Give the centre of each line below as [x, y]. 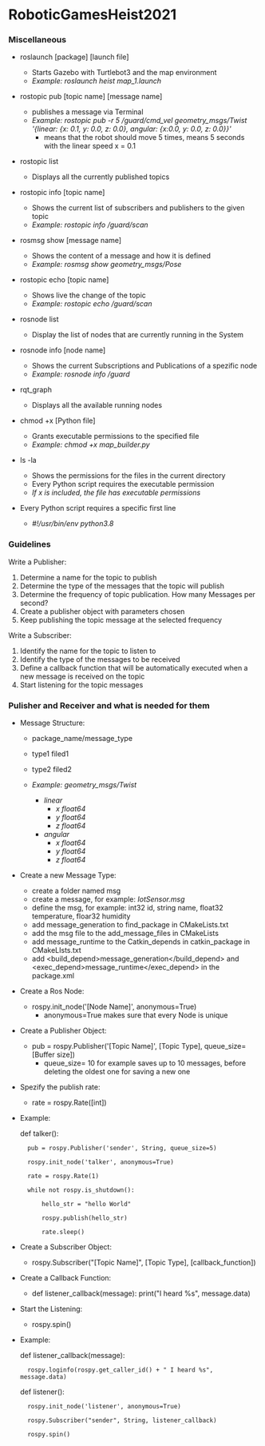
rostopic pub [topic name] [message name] [91, 97]
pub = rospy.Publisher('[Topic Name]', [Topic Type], [117, 1046]
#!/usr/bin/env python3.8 [73, 524]
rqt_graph [36, 390]
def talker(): [39, 1133]
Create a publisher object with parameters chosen [102, 611]
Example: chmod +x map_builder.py [91, 444]
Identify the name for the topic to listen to [88, 651]
